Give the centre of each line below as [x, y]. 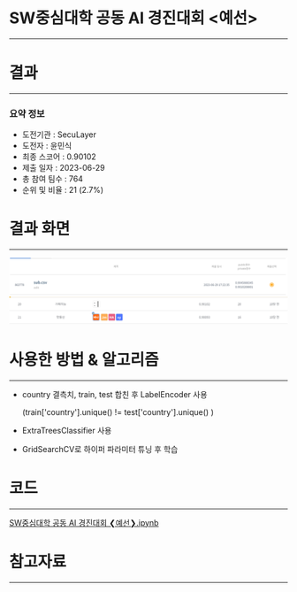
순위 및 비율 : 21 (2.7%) [63, 190]
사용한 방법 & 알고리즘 [84, 360]
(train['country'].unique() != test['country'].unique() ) [118, 411]
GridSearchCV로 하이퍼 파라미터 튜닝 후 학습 [100, 449]
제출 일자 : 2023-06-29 [63, 168]
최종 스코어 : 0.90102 [59, 157]
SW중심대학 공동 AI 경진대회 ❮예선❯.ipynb [84, 522]
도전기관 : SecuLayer [59, 135]
